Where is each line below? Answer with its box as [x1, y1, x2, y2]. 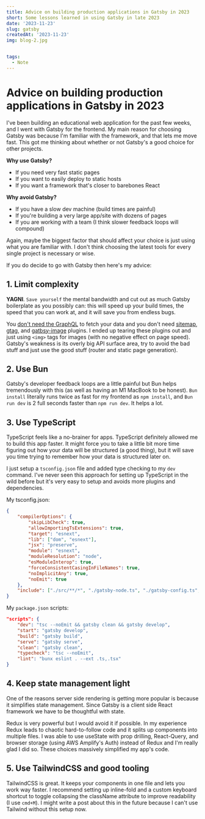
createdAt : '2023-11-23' [6, 32, 70, 38]
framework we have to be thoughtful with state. [6, 707, 126, 715]
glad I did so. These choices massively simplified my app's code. [6, 745, 170, 752]
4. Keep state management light [6, 678, 131, 689]
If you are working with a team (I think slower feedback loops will [15, 218, 179, 226]
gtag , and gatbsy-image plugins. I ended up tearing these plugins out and [6, 326, 191, 334]
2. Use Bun [6, 364, 49, 374]
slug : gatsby [6, 26, 40, 32]
